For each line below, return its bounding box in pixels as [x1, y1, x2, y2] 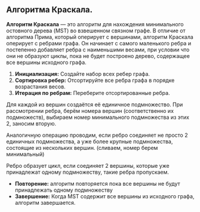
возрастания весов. [14, 83, 66, 90]
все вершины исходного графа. [6, 59, 87, 66]
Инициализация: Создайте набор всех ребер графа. [14, 70, 150, 77]
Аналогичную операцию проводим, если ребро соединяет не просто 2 [6, 131, 188, 139]
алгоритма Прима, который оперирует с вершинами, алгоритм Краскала [6, 33, 194, 41]
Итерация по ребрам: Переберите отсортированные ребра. [14, 89, 170, 96]
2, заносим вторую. [6, 119, 57, 127]
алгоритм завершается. [14, 199, 76, 206]
